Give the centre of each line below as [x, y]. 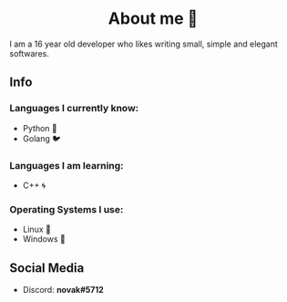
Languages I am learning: [67, 165]
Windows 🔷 [44, 239]
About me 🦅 [153, 19]
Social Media [47, 268]
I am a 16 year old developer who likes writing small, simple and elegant [143, 44]
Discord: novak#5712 [63, 290]
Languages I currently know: [74, 109]
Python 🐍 [40, 128]
